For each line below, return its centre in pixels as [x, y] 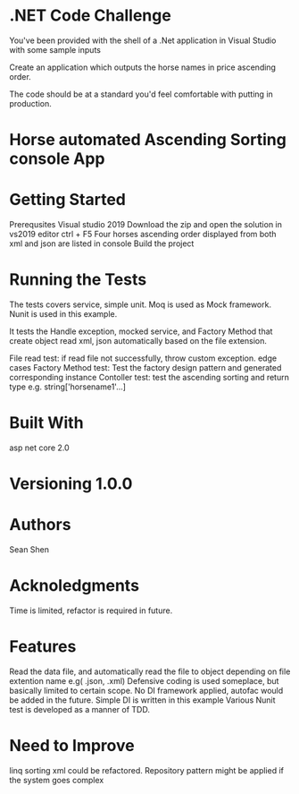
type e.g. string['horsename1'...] [68, 387]
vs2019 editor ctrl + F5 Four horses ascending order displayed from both [143, 235]
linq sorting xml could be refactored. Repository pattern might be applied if [146, 770]
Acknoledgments [75, 586]
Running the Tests [78, 280]
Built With [46, 423]
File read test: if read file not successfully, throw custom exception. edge [143, 358]
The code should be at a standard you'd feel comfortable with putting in [141, 94]
